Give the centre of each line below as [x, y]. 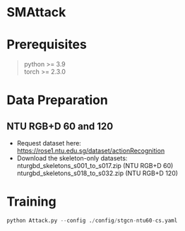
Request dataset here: [49, 143]
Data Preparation [58, 100]
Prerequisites [47, 45]
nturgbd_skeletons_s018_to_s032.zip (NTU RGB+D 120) [97, 173]
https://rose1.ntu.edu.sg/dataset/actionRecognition [91, 151]
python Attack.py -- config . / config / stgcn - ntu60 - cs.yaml [92, 221]
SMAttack [36, 12]
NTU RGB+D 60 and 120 [60, 126]
